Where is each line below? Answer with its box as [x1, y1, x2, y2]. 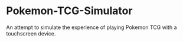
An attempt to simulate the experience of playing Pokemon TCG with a [6, 24, 177, 31]
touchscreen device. [6, 30, 56, 37]
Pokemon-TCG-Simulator [6, 4, 133, 18]
